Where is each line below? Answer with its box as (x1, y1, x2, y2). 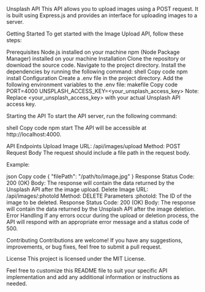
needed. (6, 280, 28, 287)
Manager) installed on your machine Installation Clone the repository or (6, 55, 186, 62)
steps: (6, 37, 22, 43)
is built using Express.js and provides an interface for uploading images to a (6, 12, 198, 19)
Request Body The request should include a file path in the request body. (6, 149, 191, 156)
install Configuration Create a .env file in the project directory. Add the (6, 75, 184, 81)
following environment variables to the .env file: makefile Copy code (6, 81, 178, 88)
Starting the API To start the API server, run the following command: (6, 113, 177, 119)
